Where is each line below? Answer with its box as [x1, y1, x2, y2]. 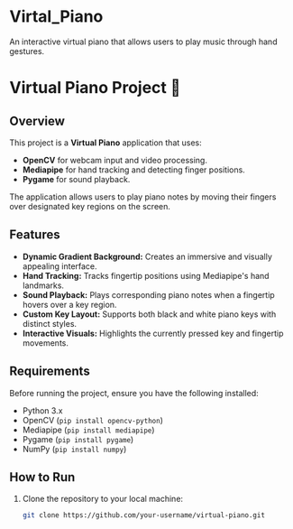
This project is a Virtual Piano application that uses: [9, 137, 203, 148]
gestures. [9, 45, 45, 56]
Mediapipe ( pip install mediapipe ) [22, 424, 155, 435]
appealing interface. [22, 260, 97, 272]
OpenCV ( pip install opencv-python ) [22, 414, 164, 425]
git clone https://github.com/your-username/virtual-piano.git [22, 511, 266, 520]
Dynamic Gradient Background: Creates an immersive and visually [22, 251, 273, 262]
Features [9, 227, 60, 243]
